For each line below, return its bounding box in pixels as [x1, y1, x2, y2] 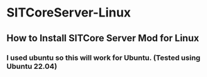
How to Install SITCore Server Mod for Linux [6, 32, 199, 44]
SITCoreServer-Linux [6, 5, 132, 21]
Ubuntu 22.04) [6, 61, 57, 71]
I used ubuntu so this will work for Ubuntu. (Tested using [6, 53, 201, 63]
